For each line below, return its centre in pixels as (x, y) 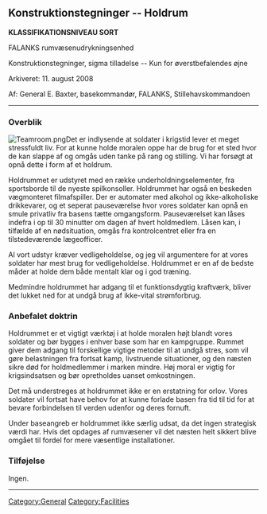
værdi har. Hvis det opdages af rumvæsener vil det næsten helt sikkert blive (132, 432)
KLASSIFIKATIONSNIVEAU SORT (64, 32)
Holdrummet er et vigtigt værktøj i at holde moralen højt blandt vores (120, 333)
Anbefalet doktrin (43, 316)
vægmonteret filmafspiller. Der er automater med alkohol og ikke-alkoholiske (133, 197)
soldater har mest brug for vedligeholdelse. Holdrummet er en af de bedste (131, 263)
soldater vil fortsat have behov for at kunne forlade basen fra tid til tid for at (132, 399)
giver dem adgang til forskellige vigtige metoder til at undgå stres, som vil (128, 350)
